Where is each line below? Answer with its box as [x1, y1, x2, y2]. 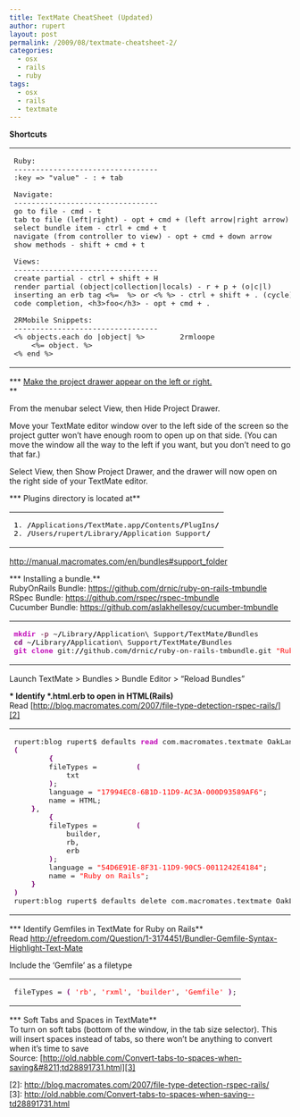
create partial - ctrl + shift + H [13, 273, 159, 283]
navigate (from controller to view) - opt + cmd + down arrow [13, 231, 272, 241]
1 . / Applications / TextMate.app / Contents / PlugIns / [13, 520, 220, 530]
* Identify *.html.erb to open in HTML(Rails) [9, 691, 174, 701]
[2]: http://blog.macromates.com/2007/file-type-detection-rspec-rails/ [9, 1079, 270, 1090]
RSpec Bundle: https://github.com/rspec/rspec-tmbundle [9, 592, 220, 603]
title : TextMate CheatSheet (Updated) [9, 13, 154, 22]
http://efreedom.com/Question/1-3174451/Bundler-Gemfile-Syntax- [29, 933, 278, 944]
